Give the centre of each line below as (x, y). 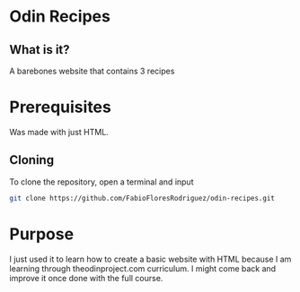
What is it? (40, 50)
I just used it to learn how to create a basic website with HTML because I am (150, 259)
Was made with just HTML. (59, 132)
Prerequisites (61, 107)
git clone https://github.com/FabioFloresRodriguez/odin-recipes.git (142, 198)
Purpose (42, 234)
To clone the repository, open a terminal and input (101, 182)
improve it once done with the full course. (86, 278)
